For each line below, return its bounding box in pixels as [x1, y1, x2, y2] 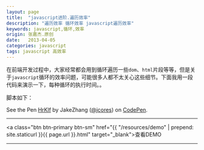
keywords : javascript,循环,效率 [6, 26, 85, 32]
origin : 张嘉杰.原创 [6, 32, 53, 38]
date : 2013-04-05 [6, 37, 56, 43]
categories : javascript [6, 43, 67, 49]
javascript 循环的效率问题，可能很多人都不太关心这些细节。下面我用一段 [12, 73, 193, 81]
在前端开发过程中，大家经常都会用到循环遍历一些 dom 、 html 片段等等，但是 [6, 66, 191, 73]
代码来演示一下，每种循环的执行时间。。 [6, 81, 105, 88]
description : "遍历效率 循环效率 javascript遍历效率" [6, 20, 135, 26]
